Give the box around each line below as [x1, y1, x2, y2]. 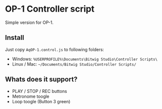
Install [5, 34, 24, 42]
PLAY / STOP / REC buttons [12, 88, 67, 94]
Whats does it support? [5, 75, 78, 84]
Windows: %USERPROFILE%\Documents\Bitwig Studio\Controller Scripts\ [12, 56, 158, 62]
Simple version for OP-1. [5, 19, 54, 25]
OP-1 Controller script [5, 3, 95, 15]
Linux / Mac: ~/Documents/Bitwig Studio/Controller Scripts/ [12, 61, 136, 67]
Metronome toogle [12, 93, 50, 99]
